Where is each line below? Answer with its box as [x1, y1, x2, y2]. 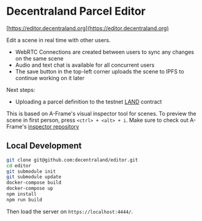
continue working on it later [15, 74, 84, 81]
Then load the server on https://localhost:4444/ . [6, 208, 133, 215]
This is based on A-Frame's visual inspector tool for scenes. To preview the [6, 110, 196, 117]
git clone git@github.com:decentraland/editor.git [6, 157, 138, 163]
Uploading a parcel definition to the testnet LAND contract [15, 98, 162, 105]
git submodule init [6, 168, 56, 174]
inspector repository [28, 122, 80, 130]
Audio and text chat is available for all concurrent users [15, 61, 155, 69]
